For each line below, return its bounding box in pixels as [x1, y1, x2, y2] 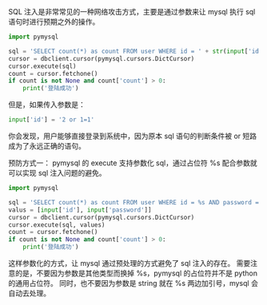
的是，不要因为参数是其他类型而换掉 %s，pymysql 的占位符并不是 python [14, 268, 258, 278]
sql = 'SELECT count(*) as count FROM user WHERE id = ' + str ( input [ [8, 47, 249, 55]
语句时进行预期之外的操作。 [8, 17, 100, 26]
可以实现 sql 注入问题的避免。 [8, 168, 106, 177]
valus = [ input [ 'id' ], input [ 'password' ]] [8, 206, 152, 214]
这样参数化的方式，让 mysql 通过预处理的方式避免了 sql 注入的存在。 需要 [8, 259, 251, 267]
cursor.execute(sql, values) [8, 220, 106, 229]
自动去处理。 [8, 288, 50, 298]
